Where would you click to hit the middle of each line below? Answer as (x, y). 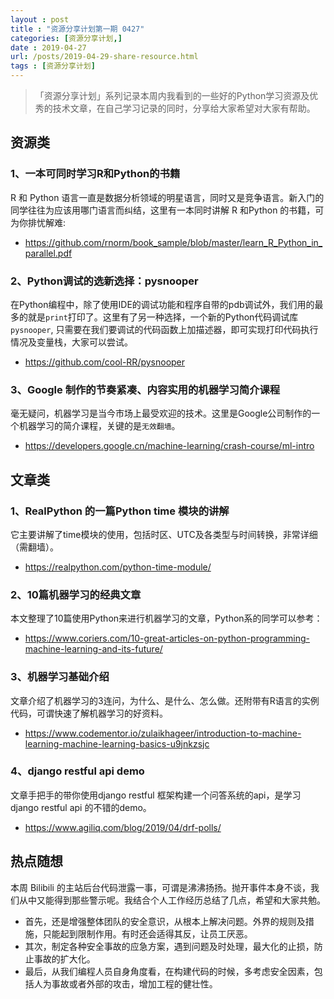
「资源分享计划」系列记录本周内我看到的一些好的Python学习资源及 (172, 95)
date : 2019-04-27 (48, 47)
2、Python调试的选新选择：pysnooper (104, 281)
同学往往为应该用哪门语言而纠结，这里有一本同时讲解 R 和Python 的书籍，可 (167, 210)
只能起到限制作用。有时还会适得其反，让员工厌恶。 (147, 933)
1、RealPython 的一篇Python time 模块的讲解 (120, 511)
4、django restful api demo (77, 771)
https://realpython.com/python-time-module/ (118, 567)
